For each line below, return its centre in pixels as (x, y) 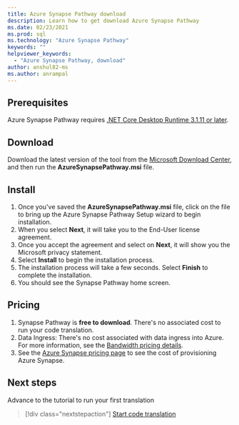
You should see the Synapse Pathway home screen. (94, 282)
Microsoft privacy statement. (60, 252)
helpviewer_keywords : (40, 54)
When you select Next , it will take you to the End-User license (109, 229)
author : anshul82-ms (38, 67)
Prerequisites (38, 102)
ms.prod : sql (27, 34)
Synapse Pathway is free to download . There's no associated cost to (119, 322)
